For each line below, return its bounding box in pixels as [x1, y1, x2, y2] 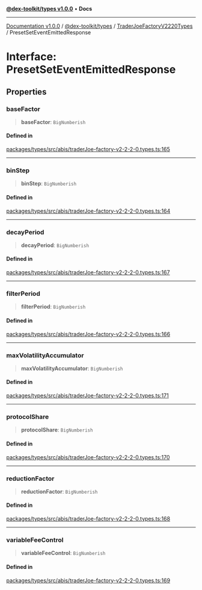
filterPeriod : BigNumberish [20, 303, 86, 310]
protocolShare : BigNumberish [20, 426, 93, 433]
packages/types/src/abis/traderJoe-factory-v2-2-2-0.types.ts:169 [6, 577, 170, 584]
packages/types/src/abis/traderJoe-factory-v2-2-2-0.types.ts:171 [6, 392, 170, 400]
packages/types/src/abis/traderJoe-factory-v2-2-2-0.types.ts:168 [6, 515, 170, 523]
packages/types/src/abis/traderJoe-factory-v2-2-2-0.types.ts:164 [6, 207, 171, 215]
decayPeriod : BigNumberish [20, 241, 89, 249]
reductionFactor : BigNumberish [20, 488, 98, 495]
